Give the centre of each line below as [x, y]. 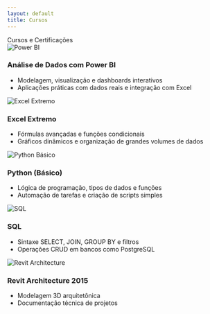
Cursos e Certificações [40, 40]
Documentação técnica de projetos [67, 303]
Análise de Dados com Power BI [62, 65]
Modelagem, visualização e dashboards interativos [90, 80]
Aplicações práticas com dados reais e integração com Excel [104, 87]
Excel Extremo [32, 119]
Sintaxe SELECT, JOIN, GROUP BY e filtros [78, 242]
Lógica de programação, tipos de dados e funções [89, 188]
